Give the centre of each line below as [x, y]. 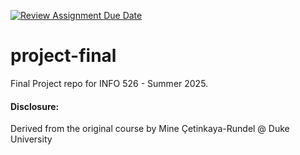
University [31, 139]
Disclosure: [35, 106]
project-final [63, 56]
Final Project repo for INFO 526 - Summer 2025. [109, 83]
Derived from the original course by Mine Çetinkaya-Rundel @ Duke [150, 129]
